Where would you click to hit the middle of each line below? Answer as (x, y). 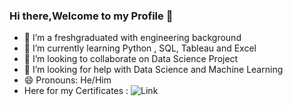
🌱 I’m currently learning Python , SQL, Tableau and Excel (140, 48)
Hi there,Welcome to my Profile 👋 (91, 16)
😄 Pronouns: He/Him (67, 80)
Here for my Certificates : (76, 91)
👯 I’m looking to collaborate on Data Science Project (131, 59)
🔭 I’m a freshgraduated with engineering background (132, 38)
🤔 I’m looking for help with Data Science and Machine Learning (153, 70)
